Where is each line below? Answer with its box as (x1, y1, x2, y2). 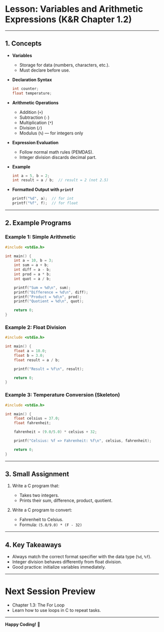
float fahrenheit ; (14, 421, 51, 425)
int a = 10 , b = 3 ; (14, 258, 54, 263)
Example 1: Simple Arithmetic (5, 234, 76, 240)
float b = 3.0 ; (14, 353, 45, 358)
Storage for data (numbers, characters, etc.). (19, 62, 110, 68)
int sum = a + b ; (14, 263, 49, 268)
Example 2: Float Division (5, 324, 66, 331)
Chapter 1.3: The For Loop (12, 602, 65, 608)
